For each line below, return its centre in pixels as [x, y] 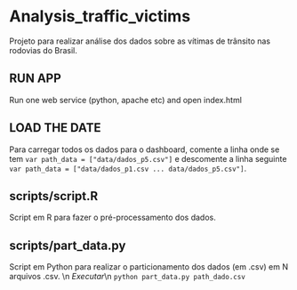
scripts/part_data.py [68, 245]
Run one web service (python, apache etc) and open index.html [126, 100]
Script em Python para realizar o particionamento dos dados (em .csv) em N [149, 267]
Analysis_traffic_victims [100, 16]
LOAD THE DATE [55, 128]
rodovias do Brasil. [43, 50]
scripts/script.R [54, 196]
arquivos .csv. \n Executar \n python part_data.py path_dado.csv [128, 277]
